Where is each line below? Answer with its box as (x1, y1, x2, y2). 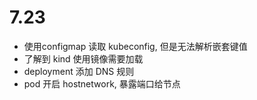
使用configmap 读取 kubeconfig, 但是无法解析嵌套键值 (23, 40, 248, 52)
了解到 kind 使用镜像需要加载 (23, 52, 144, 65)
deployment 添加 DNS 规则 (23, 65, 135, 77)
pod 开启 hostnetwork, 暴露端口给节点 (23, 77, 181, 90)
